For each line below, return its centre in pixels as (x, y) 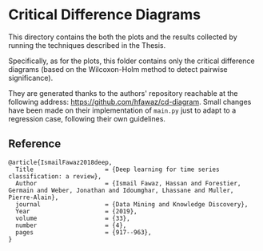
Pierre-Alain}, (34, 197)
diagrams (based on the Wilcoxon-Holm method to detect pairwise (118, 69)
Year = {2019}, (76, 211)
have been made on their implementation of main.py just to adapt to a (122, 110)
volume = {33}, (73, 218)
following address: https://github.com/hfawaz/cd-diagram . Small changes (130, 102)
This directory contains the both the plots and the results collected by (123, 37)
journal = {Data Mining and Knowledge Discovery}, (132, 204)
